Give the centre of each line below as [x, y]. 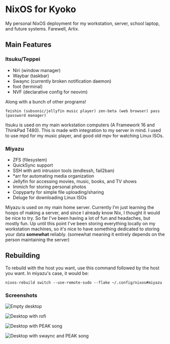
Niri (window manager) [37, 70]
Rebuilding [23, 255]
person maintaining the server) [38, 239]
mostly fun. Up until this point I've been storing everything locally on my [80, 223]
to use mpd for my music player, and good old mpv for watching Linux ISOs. [84, 135]
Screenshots [21, 295]
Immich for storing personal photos [49, 187]
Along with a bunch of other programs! [46, 101]
